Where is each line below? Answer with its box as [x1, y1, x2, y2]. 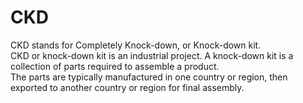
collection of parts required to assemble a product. [10, 60, 220, 72]
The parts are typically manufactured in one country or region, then [10, 71, 288, 83]
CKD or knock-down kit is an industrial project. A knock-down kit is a [10, 49, 294, 61]
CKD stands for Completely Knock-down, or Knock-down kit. [10, 39, 262, 51]
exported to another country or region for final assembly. [10, 81, 245, 93]
